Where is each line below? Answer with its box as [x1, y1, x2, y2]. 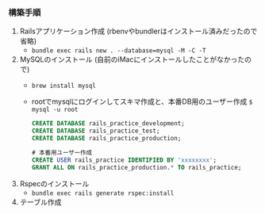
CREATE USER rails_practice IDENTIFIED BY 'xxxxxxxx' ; [31, 156, 217, 164]
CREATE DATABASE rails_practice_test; [31, 127, 160, 136]
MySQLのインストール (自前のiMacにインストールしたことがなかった [19, 55, 245, 64]
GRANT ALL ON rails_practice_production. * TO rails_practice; [31, 163, 242, 171]
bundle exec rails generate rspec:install [31, 189, 175, 197]
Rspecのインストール [19, 178, 90, 188]
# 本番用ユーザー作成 [31, 148, 93, 156]
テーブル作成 [19, 197, 62, 207]
